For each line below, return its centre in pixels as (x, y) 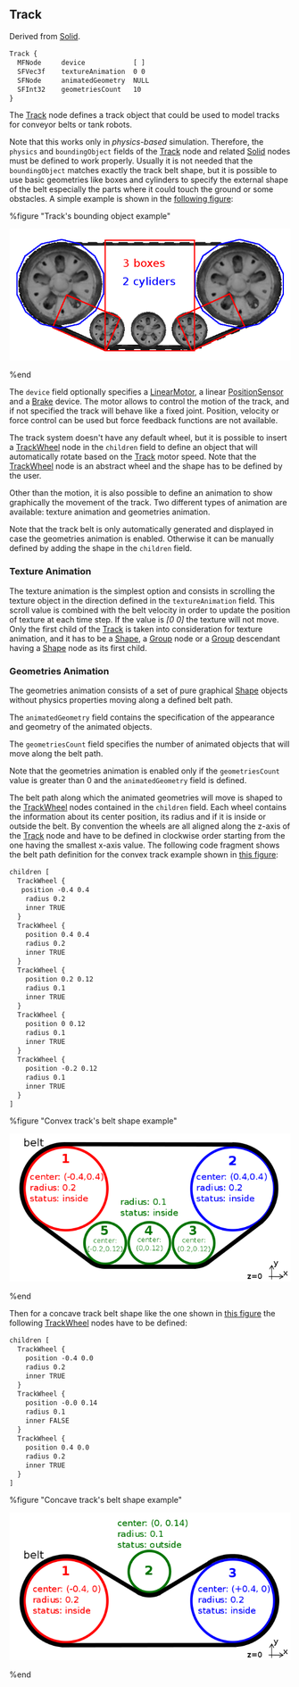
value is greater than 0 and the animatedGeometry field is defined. (128, 781)
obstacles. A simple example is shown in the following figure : (121, 198)
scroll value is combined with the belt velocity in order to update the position (150, 610)
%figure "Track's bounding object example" (90, 216)
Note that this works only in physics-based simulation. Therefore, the (137, 141)
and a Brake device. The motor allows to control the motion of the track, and (149, 402)
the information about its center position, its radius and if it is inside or (137, 817)
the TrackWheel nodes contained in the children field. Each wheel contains (148, 807)
